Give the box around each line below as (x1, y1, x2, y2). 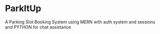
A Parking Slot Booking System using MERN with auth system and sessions (5, 19, 155, 25)
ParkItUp (5, 3, 41, 14)
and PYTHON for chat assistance (5, 24, 71, 30)
